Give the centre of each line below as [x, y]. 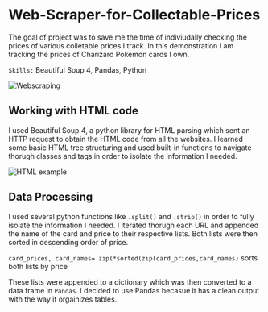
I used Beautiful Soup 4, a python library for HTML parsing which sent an [130, 130]
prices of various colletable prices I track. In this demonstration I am [121, 45]
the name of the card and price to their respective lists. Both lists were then [133, 233]
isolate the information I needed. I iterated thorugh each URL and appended [134, 225]
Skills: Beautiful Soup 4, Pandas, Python [78, 69]
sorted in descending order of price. [68, 242]
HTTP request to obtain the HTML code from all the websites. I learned [126, 139]
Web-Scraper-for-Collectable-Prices [134, 15]
